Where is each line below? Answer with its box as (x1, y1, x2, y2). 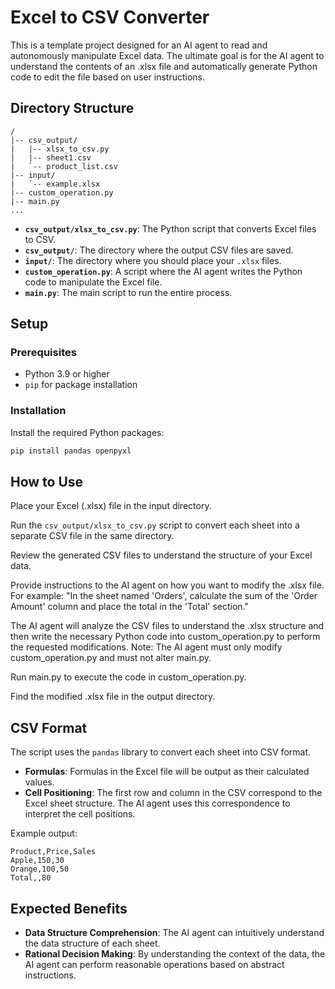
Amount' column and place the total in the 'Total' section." (10, 601, 250, 613)
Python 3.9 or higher (24, 368, 110, 380)
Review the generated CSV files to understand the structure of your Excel (10, 549, 313, 561)
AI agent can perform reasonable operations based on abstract (24, 959, 285, 971)
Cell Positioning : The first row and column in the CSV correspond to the (24, 787, 323, 799)
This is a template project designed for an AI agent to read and (10, 39, 268, 51)
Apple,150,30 (10, 856, 65, 866)
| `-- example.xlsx (10, 179, 101, 189)
